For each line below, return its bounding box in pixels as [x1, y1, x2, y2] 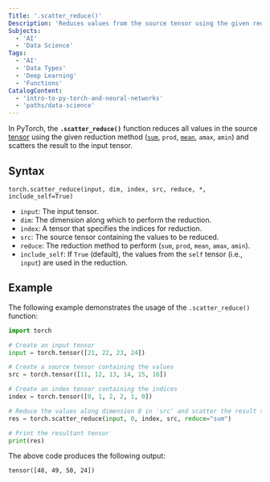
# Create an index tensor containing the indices [8, 385, 178, 393]
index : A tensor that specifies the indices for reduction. [19, 223, 202, 233]
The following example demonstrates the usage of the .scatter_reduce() [8, 303, 251, 312]
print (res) [8, 436, 45, 445]
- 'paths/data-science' [15, 101, 95, 109]
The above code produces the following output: [8, 451, 166, 461]
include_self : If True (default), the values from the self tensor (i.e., [19, 249, 243, 258]
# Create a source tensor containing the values [8, 363, 174, 371]
